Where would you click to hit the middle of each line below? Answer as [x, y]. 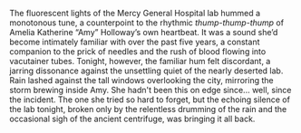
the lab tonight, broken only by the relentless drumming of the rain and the [148, 109]
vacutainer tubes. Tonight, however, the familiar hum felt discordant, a [140, 61]
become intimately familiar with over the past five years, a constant [135, 42]
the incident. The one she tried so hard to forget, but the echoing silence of [150, 100]
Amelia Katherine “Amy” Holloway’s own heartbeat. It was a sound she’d [144, 32]
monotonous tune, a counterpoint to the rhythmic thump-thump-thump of [146, 23]
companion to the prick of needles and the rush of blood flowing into [138, 52]
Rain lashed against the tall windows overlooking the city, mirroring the [141, 80]
